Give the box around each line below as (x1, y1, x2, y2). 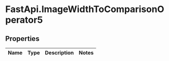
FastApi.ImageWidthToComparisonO (5, 4, 164, 15)
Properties (5, 34, 40, 43)
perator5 (5, 14, 43, 26)
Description (45, 49, 74, 56)
